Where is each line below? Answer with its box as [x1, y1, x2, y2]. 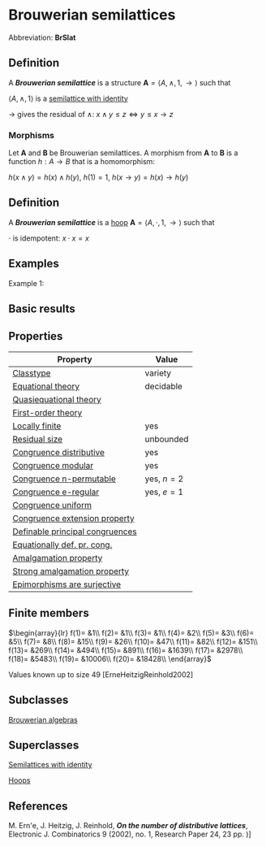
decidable [144, 380, 182, 392]
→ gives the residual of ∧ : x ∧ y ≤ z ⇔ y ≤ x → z [8, 109, 174, 119]
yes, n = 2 [144, 473, 184, 484]
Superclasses [8, 738, 79, 752]
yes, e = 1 [144, 486, 184, 497]
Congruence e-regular [12, 486, 100, 497]
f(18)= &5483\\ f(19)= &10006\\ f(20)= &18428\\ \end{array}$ [8, 654, 212, 663]
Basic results [8, 302, 75, 316]
